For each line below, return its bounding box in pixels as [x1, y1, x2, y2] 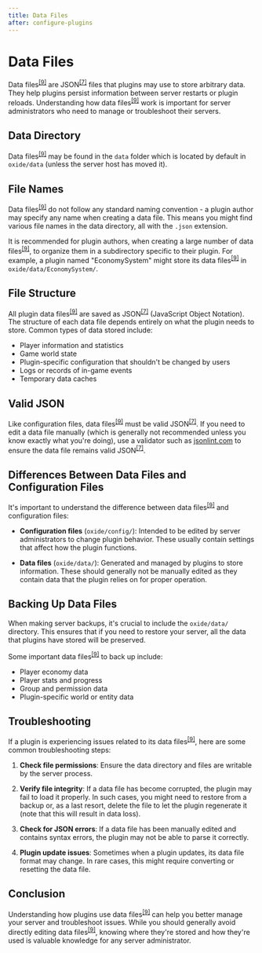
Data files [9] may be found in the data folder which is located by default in [8, 150, 246, 161]
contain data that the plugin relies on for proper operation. [19, 575, 208, 585]
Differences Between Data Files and [8, 468, 187, 482]
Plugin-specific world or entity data [19, 692, 134, 702]
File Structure [8, 287, 76, 300]
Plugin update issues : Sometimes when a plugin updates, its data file [19, 848, 245, 857]
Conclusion [8, 887, 66, 900]
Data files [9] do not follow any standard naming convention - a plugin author [8, 203, 253, 214]
